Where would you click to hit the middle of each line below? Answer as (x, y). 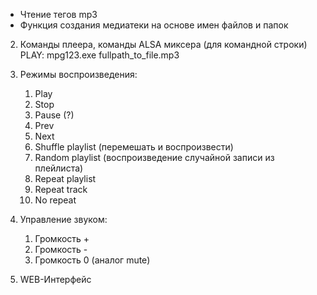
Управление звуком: (63, 219)
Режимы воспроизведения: (78, 74)
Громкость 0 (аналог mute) (92, 260)
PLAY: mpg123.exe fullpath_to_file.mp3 (99, 55)
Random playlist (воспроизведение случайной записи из (154, 157)
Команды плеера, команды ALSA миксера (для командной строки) (163, 44)
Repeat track (61, 189)
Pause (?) (54, 115)
